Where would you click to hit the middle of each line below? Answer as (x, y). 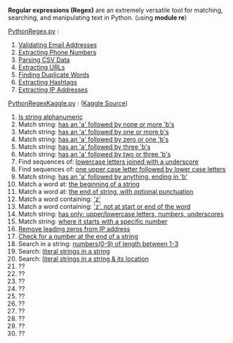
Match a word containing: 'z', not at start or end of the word (104, 206)
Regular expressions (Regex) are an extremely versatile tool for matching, (115, 10)
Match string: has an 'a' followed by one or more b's (93, 132)
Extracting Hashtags (48, 82)
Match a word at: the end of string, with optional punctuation (106, 192)
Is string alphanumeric (51, 117)
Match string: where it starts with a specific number (93, 221)
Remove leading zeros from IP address (74, 229)
